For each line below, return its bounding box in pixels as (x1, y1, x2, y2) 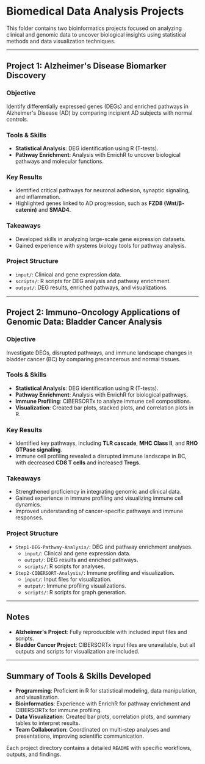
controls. (6, 115, 29, 123)
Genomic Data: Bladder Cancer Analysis (6, 317, 162, 327)
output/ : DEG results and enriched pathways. (24, 556, 138, 563)
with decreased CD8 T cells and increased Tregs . (15, 459, 141, 466)
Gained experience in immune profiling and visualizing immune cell (15, 494, 184, 502)
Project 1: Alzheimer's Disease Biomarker (6, 61, 167, 71)
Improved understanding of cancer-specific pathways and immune (15, 508, 184, 515)
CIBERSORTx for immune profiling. (15, 707, 102, 714)
